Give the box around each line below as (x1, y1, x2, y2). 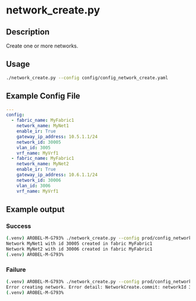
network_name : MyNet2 (16, 161, 69, 167)
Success (6, 222, 32, 230)
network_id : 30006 (16, 177, 61, 183)
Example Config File (6, 91, 80, 101)
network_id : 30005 (16, 139, 61, 145)
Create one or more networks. (6, 42, 79, 49)
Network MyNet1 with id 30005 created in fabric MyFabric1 (6, 241, 153, 247)
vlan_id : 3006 (16, 183, 51, 189)
